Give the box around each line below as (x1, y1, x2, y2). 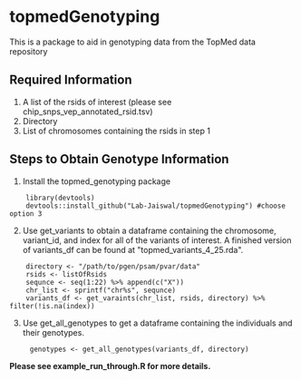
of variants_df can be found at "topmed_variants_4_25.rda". (22, 244, 244, 255)
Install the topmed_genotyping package (22, 175, 170, 187)
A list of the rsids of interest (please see (22, 96, 172, 107)
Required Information (9, 73, 132, 88)
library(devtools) (25, 193, 95, 202)
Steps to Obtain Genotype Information (9, 151, 229, 167)
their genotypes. (22, 326, 84, 337)
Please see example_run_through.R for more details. (9, 360, 211, 371)
